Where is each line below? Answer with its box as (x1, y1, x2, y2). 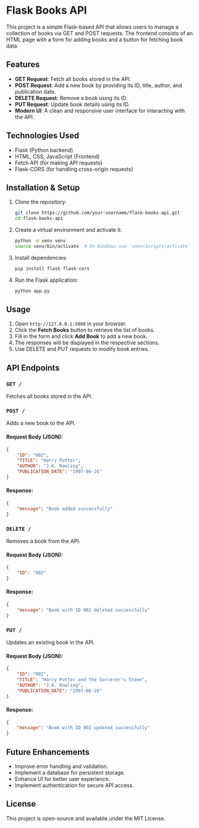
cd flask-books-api (14, 216, 64, 222)
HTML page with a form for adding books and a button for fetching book (6, 36, 183, 43)
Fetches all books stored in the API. (6, 393, 93, 400)
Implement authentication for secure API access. (14, 782, 134, 789)
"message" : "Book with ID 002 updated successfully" (17, 725, 150, 731)
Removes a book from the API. (6, 537, 81, 544)
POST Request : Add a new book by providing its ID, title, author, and (14, 82, 182, 89)
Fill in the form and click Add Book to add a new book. (14, 333, 148, 340)
